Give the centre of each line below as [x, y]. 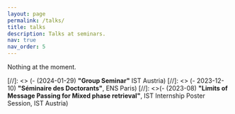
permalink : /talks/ [36, 21]
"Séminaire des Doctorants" [60, 88]
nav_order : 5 [27, 47]
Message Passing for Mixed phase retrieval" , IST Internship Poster [106, 96]
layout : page [27, 14]
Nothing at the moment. [42, 67]
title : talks [27, 27]
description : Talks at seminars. [57, 34]
